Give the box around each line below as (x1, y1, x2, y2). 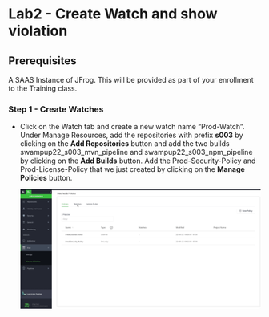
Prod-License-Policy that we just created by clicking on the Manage (19, 165, 246, 174)
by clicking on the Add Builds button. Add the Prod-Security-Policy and (19, 156, 256, 165)
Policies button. (19, 173, 73, 183)
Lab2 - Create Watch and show (8, 5, 218, 23)
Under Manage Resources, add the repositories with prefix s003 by (19, 130, 243, 140)
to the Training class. (8, 83, 78, 93)
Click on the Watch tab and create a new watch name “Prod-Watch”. (19, 122, 245, 132)
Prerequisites (8, 54, 77, 67)
